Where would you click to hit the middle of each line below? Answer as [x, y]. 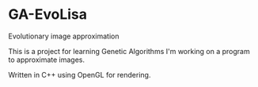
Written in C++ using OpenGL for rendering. [80, 74]
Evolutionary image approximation [64, 36]
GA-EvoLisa [48, 14]
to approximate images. [47, 60]
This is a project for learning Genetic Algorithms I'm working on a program [129, 51]
